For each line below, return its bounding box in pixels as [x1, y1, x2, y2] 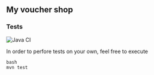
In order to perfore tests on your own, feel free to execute [6, 48, 149, 55]
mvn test [6, 64, 28, 70]
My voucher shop [6, 5, 73, 15]
